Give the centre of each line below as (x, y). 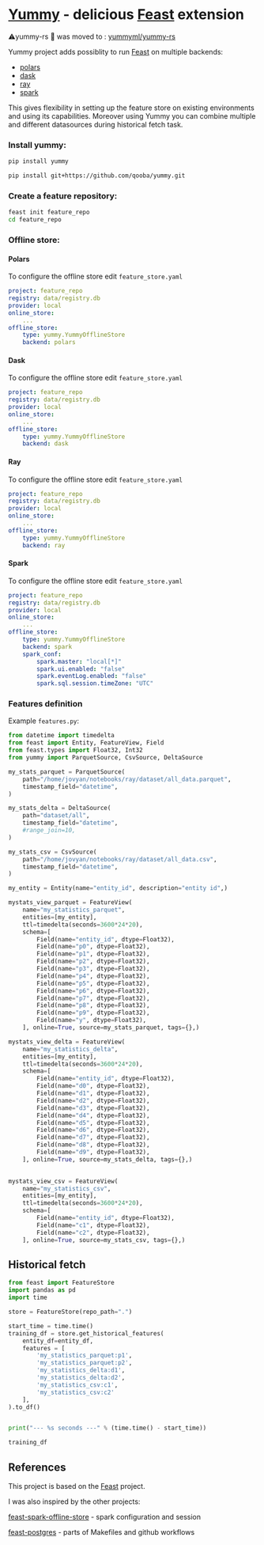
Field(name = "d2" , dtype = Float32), (93, 1100)
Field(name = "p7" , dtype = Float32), (93, 998)
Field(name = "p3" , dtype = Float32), (93, 969)
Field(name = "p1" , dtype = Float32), (93, 954)
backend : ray (44, 545)
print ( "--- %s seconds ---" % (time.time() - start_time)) (107, 1428)
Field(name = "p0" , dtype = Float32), (93, 947)
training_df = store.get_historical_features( (86, 1333)
